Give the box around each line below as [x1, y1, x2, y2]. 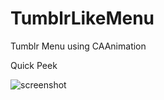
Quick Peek [10, 59, 58, 71]
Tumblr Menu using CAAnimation [10, 40, 147, 52]
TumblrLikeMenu [10, 7, 155, 30]
